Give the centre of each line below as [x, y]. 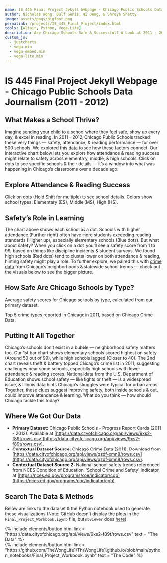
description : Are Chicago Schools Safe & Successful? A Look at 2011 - [81, 33]
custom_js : [16, 38]
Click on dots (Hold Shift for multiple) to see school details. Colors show [79, 197]
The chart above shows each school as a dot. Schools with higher [73, 230]
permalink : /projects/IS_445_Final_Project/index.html [63, 24]
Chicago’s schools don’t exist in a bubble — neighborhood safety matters [80, 347]
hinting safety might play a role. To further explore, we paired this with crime [83, 261]
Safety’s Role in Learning [44, 218]
